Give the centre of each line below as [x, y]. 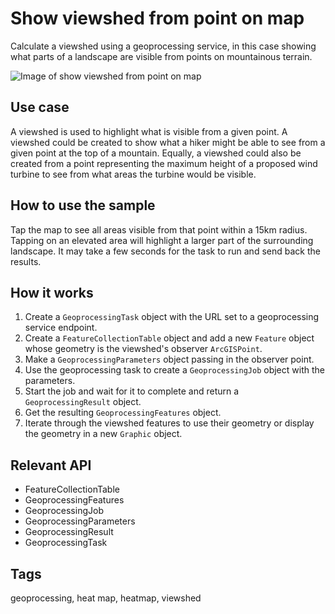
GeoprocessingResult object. [83, 402]
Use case [40, 107]
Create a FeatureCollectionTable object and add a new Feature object [169, 338]
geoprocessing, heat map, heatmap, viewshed [106, 598]
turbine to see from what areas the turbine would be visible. [133, 174]
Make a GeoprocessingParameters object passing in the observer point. [169, 359]
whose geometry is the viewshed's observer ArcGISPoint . [143, 349]
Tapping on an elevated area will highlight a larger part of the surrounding [162, 240]
